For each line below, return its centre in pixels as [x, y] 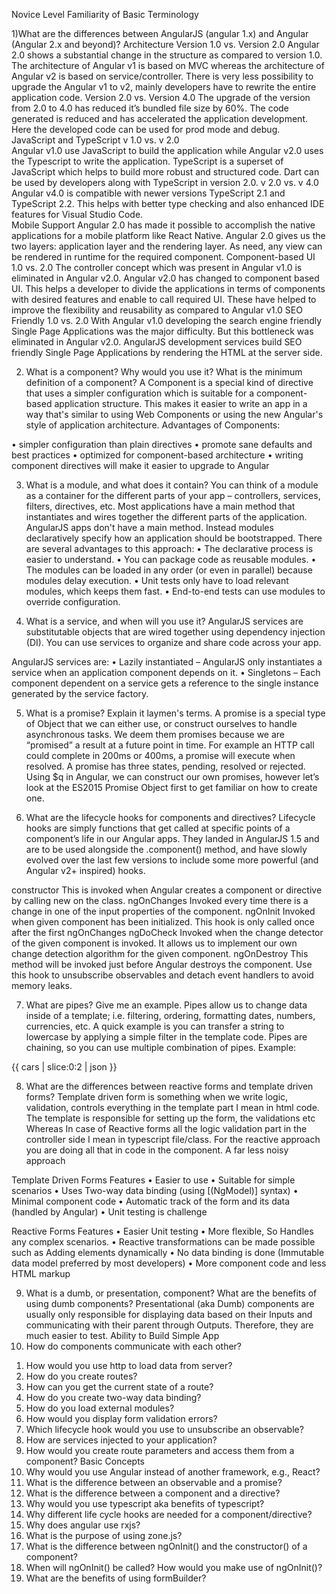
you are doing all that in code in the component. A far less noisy [157, 1150]
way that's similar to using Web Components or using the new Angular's [174, 414]
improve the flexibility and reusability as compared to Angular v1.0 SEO [157, 310]
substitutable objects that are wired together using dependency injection [175, 632]
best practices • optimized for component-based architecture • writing [157, 455]
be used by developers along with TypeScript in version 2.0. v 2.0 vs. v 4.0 [165, 182]
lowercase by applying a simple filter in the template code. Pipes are [166, 1037]
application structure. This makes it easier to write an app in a [181, 403]
